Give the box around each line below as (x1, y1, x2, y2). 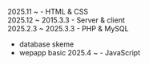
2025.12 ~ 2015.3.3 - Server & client (7, 15, 125, 25)
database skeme (18, 39, 74, 49)
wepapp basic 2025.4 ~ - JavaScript (18, 48, 141, 57)
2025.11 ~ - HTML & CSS (7, 7, 89, 16)
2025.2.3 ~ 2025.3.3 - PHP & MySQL (7, 24, 129, 33)
